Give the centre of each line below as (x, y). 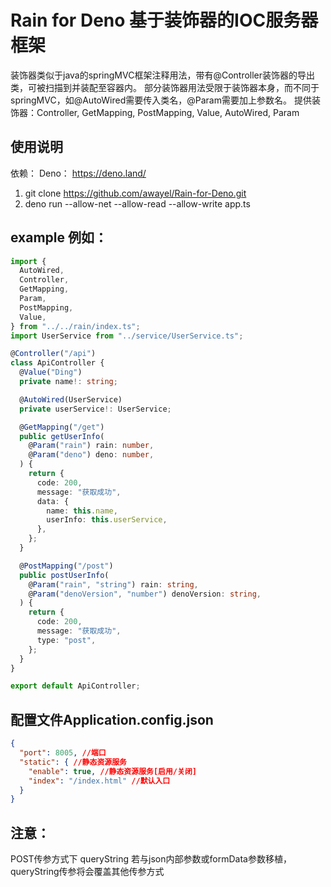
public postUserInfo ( (64, 575)
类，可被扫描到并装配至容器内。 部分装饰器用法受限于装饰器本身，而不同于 (165, 87)
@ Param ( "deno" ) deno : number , (91, 455)
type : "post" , (66, 640)
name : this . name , (82, 511)
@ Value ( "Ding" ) (51, 372)
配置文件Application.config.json (112, 719)
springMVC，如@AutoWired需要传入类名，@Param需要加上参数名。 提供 (161, 100)
